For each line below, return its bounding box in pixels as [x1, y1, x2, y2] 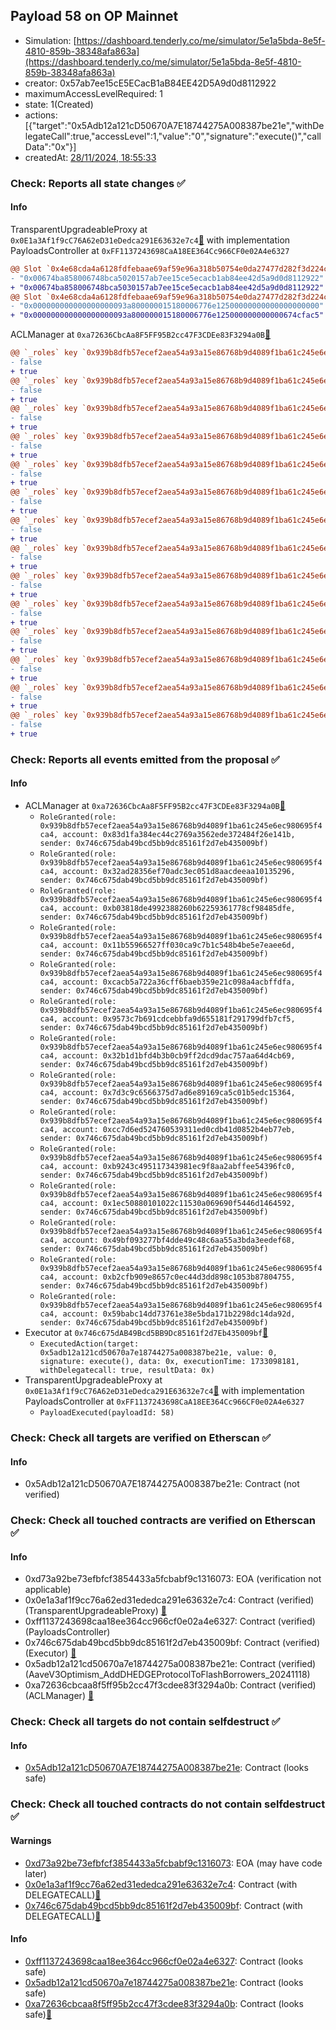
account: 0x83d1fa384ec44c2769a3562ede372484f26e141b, [62, 830, 296, 840]
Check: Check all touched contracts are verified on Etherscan [10, 1514, 316, 1528]
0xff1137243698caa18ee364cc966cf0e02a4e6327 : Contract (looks [24, 1955, 304, 1967]
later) [24, 1867, 48, 1879]
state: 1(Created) [24, 98, 94, 110]
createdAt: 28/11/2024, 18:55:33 [24, 151, 157, 163]
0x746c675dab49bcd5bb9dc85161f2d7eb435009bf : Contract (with [24, 1899, 303, 1911]
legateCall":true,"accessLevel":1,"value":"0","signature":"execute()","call [24, 130, 322, 142]
